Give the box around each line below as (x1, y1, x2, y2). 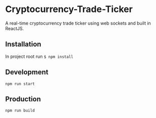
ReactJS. (5, 25, 24, 31)
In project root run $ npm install (5, 53, 74, 59)
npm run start (5, 81, 35, 86)
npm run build (5, 108, 35, 113)
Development (5, 68, 49, 76)
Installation (5, 40, 41, 49)
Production (5, 94, 41, 103)
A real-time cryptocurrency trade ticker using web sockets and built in (5, 20, 151, 26)
